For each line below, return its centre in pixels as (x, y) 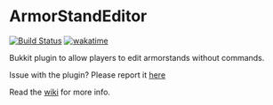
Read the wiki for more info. (60, 92)
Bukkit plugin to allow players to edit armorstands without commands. (137, 57)
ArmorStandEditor (78, 16)
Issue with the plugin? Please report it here (88, 75)
